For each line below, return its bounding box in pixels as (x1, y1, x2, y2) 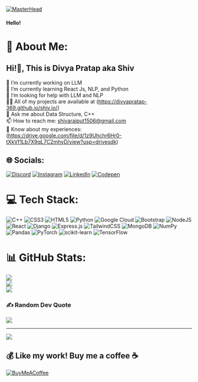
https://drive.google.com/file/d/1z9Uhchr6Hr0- (8, 132, 122, 139)
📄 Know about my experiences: (6, 125, 82, 132)
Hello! (6, 19, 21, 26)
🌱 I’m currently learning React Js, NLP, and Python (6, 85, 128, 92)
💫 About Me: (6, 40, 68, 53)
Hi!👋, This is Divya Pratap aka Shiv (6, 63, 134, 73)
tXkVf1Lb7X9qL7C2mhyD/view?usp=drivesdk (6, 138, 117, 145)
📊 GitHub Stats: (6, 251, 87, 264)
